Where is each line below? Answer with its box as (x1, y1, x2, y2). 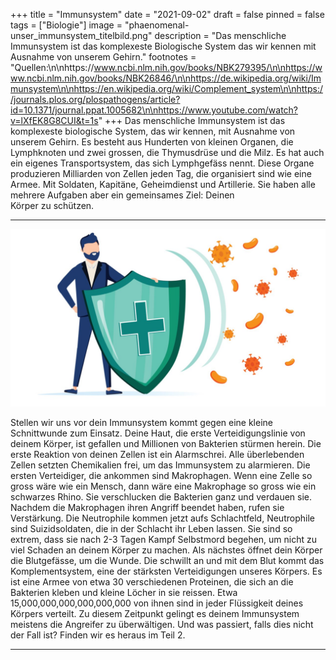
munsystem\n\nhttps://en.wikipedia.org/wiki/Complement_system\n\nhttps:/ (10, 83, 323, 94)
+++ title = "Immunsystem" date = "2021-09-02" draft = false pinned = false (10, 9, 325, 20)
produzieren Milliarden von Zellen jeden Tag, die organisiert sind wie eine (10, 168, 312, 179)
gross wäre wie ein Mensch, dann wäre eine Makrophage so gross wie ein (10, 480, 317, 492)
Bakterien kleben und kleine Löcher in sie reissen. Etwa (10, 586, 238, 598)
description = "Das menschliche (154, 30, 287, 41)
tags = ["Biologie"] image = (10, 19, 123, 31)
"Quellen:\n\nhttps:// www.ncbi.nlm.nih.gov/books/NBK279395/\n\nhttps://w (10, 62, 323, 73)
